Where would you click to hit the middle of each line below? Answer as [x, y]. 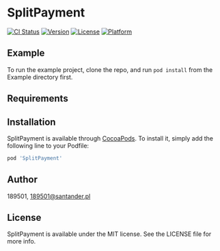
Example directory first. [40, 77]
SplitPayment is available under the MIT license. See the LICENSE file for [109, 234]
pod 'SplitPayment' [35, 158]
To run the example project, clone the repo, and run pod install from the [110, 69]
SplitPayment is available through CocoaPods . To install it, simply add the [110, 138]
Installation [31, 122]
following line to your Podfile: [48, 145]
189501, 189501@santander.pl [49, 196]
